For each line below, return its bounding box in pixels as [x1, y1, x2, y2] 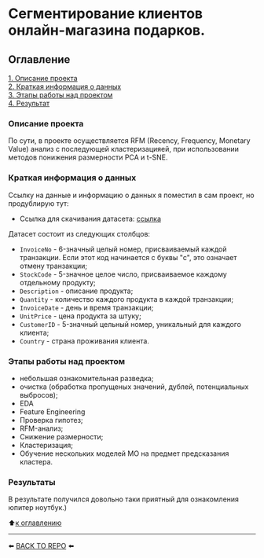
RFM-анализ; [19, 424, 64, 433]
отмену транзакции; [19, 261, 88, 270]
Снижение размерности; [19, 431, 104, 441]
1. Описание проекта [8, 74, 78, 83]
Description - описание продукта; [19, 286, 134, 296]
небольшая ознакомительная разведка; [19, 373, 154, 383]
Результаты [8, 476, 56, 487]
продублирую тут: [8, 198, 69, 208]
